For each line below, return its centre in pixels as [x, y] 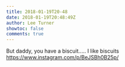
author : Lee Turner [30, 23]
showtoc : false [25, 28]
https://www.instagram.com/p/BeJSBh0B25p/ [62, 57]
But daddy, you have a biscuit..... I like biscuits [62, 51]
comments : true [25, 34]
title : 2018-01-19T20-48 [37, 12]
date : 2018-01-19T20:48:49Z [41, 17]
